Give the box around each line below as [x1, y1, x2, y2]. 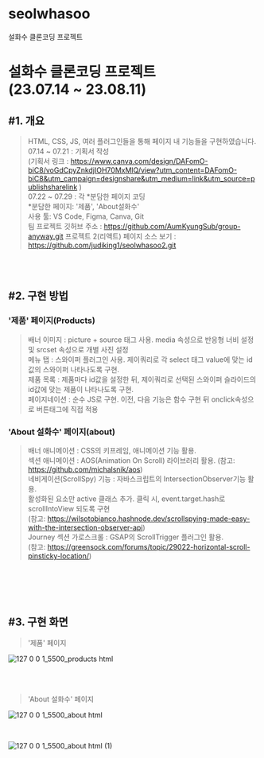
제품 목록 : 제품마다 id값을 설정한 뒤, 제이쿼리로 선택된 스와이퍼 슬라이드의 [27, 375, 257, 384]
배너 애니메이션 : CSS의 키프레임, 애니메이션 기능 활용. [27, 445, 197, 455]
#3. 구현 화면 [8, 616, 69, 629]
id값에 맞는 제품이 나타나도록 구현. [27, 384, 134, 394]
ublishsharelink [27, 182, 78, 192]
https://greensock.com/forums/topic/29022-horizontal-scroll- [47, 542, 250, 551]
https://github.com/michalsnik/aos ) [27, 465, 143, 474]
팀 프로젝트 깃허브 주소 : [27, 221, 103, 231]
